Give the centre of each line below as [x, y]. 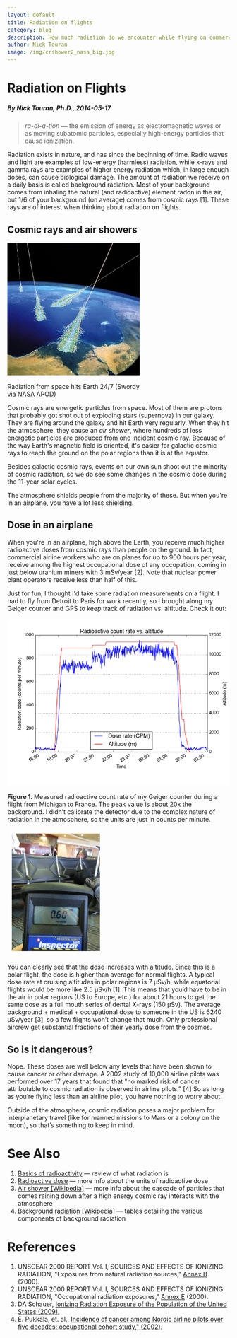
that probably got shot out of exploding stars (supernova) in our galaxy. [111, 415]
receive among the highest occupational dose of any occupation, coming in [117, 564]
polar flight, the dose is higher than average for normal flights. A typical [111, 975]
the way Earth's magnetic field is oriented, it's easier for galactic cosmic [112, 445]
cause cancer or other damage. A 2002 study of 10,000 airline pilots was [113, 1074]
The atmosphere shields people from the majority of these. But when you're [117, 495]
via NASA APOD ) [32, 394]
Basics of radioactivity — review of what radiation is [93, 1173]
